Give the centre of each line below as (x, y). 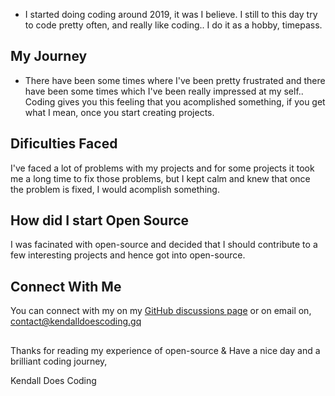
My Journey (49, 56)
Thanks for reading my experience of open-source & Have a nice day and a (165, 350)
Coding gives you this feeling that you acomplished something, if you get (175, 101)
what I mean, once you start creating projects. (119, 112)
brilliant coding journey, (59, 361)
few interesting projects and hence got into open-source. (128, 255)
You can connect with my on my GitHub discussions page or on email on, (161, 311)
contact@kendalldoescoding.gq (76, 321)
